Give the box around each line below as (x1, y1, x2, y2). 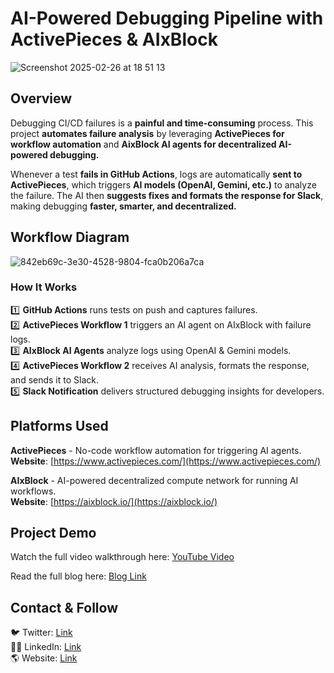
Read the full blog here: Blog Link (10, 570, 147, 582)
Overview (10, 90, 73, 107)
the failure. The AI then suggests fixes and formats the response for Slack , (10, 189, 324, 201)
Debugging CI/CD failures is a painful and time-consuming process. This (10, 117, 314, 129)
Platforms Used (10, 418, 109, 435)
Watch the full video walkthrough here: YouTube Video (10, 551, 235, 563)
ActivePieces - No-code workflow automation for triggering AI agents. (10, 444, 302, 456)
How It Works (10, 280, 78, 294)
